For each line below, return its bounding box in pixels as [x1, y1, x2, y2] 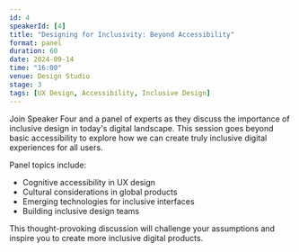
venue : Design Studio [9, 72, 91, 81]
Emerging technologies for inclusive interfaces [22, 195, 195, 207]
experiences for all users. [9, 141, 103, 153]
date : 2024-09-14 [9, 55, 75, 64]
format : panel [9, 38, 63, 48]
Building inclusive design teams [22, 205, 140, 216]
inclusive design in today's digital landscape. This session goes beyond [9, 122, 274, 133]
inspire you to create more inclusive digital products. [9, 232, 204, 243]
